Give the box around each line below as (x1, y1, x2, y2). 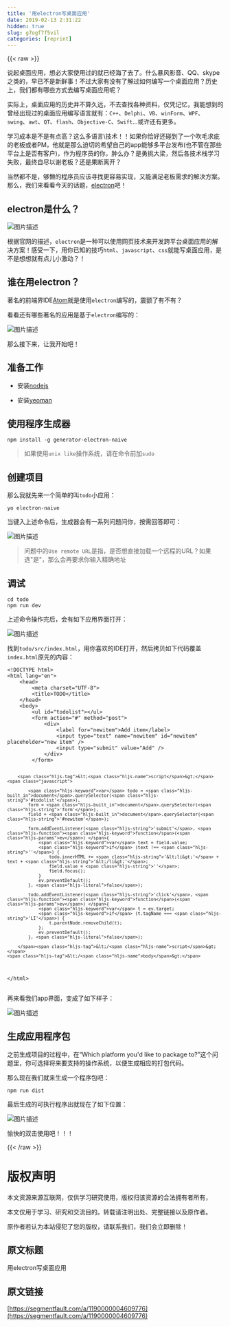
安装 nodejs (16, 381, 49, 389)
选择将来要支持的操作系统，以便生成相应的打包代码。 (36, 1058, 187, 1067)
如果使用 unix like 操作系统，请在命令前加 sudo (23, 449, 154, 457)
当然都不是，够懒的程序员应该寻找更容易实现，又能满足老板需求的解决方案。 (7, 172, 224, 181)
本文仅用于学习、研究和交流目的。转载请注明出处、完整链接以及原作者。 (7, 1207, 211, 1216)
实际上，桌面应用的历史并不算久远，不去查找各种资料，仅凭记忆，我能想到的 (7, 100, 224, 109)
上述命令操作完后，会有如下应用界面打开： (7, 615, 128, 623)
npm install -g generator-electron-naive (7, 437, 128, 444)
